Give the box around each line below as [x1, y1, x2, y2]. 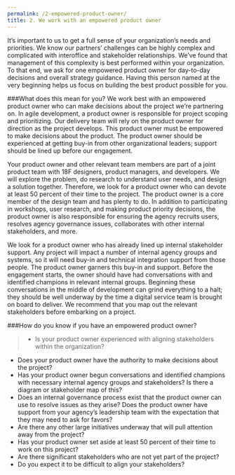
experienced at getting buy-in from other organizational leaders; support [7, 139, 217, 147]
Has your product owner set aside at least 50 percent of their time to [17, 437, 216, 446]
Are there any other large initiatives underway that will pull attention [17, 422, 213, 431]
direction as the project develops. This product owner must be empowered [7, 124, 223, 132]
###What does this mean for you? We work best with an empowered [7, 94, 206, 102]
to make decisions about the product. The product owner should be [7, 131, 203, 140]
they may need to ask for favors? [17, 415, 113, 424]
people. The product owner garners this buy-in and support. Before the [7, 263, 213, 271]
